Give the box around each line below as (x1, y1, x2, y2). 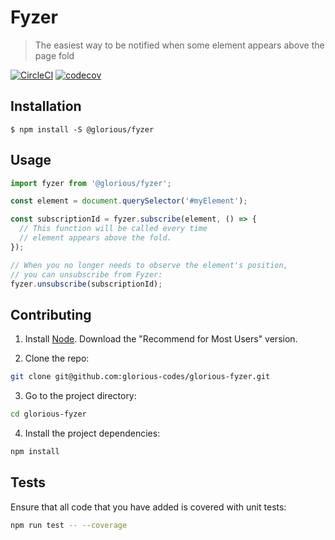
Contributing (10, 306, 92, 323)
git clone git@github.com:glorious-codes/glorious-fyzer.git (10, 372, 271, 382)
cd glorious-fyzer (10, 409, 87, 420)
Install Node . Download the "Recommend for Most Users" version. (24, 333, 298, 345)
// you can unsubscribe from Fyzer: (10, 269, 163, 280)
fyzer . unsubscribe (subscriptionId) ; (10, 279, 163, 289)
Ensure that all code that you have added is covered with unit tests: (10, 501, 287, 513)
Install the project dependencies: (24, 427, 161, 439)
